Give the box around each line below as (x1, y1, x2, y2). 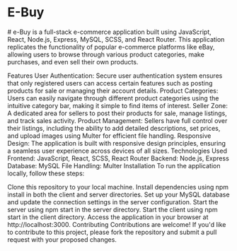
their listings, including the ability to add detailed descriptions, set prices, (7, 124, 221, 132)
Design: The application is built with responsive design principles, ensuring (7, 139, 226, 147)
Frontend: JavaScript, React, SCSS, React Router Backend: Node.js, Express (7, 153, 230, 163)
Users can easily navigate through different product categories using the (7, 93, 219, 103)
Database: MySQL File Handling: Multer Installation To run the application (7, 161, 221, 170)
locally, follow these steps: (7, 169, 85, 177)
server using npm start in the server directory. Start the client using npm (7, 205, 218, 214)
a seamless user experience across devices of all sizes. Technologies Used (7, 146, 228, 155)
